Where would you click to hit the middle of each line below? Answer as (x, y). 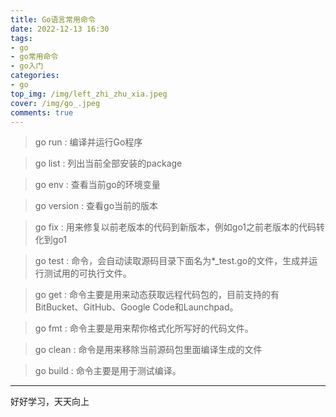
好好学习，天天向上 (50, 402)
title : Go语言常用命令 (53, 19)
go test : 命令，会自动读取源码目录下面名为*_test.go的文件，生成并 (172, 261)
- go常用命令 (34, 57)
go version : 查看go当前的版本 (96, 206)
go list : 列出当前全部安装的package (108, 163)
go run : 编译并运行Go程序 (88, 142)
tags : (21, 38)
